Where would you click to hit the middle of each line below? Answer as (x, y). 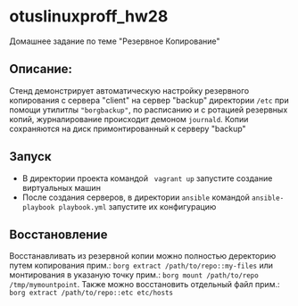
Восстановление (58, 234)
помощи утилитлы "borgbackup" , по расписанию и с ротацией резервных (149, 110)
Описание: (41, 69)
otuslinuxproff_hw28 (89, 17)
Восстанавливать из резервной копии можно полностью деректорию (143, 256)
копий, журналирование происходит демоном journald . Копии (129, 119)
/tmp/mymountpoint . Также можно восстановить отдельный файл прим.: (145, 285)
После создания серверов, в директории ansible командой (136, 197)
